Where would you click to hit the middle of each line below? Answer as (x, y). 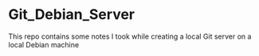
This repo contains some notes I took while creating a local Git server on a (130, 36)
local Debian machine (44, 44)
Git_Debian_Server (72, 15)
